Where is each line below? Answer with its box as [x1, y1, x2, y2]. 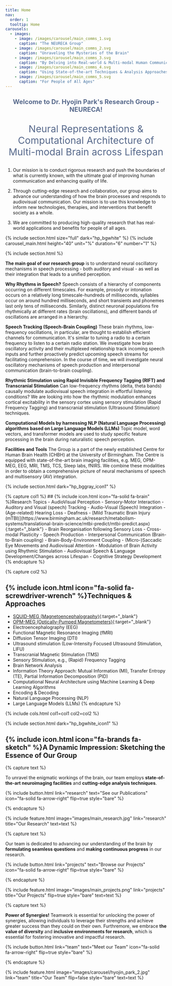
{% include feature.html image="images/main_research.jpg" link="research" [5, 815, 166, 821]
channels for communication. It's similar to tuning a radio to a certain [5, 334, 150, 341]
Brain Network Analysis [12, 662, 62, 668]
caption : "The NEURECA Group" [18, 41, 83, 46]
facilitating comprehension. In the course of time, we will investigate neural [5, 356, 163, 362]
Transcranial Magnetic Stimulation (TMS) [12, 651, 99, 657]
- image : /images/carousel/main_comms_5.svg [14, 74, 111, 80]
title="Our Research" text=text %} [5, 821, 77, 827]
